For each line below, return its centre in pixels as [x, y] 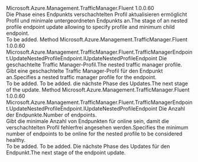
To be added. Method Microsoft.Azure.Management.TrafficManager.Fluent [97, 39]
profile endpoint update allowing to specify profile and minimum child [91, 27]
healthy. [16, 140]
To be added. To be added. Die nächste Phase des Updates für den [88, 146]
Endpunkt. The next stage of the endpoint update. [66, 153]
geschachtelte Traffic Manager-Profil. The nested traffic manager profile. [94, 64]
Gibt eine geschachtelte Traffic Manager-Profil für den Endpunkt [85, 71]
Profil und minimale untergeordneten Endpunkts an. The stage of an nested [97, 21]
